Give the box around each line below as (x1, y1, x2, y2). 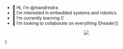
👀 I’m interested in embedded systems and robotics (12, 10, 117, 16)
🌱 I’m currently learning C (12, 15, 64, 21)
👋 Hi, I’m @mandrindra (12, 5, 58, 10)
